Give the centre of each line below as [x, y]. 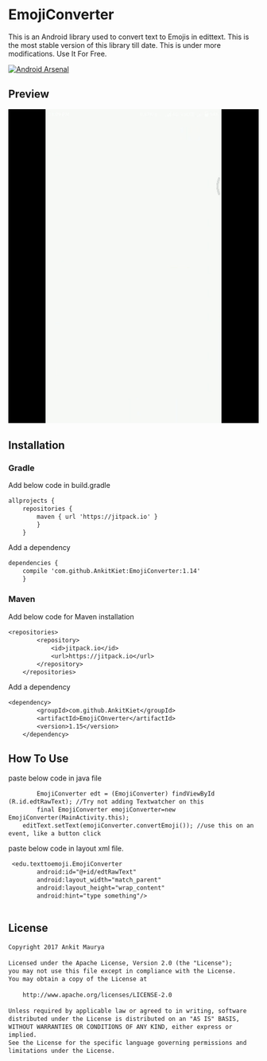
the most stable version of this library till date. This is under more [114, 45]
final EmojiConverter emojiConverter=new [106, 810]
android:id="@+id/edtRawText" [87, 872]
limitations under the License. [62, 1051]
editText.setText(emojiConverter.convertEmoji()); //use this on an [138, 825]
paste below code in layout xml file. [66, 848]
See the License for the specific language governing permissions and [128, 1043]
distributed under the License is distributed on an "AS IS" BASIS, [124, 1019]
